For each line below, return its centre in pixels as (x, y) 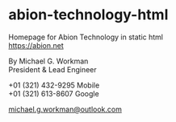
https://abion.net (36, 45)
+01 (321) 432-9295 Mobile (54, 85)
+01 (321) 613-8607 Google (54, 93)
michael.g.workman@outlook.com (65, 109)
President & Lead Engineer (52, 69)
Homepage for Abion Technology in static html (86, 37)
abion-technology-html (88, 15)
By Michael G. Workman (48, 61)
